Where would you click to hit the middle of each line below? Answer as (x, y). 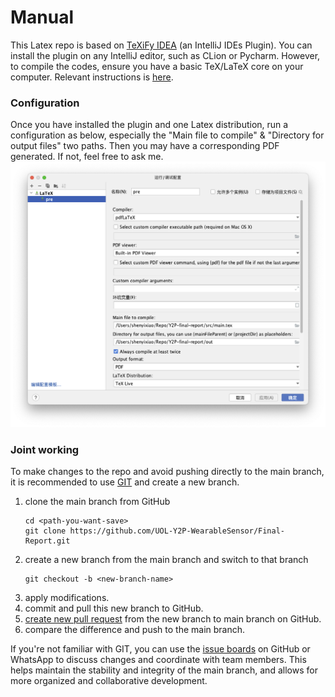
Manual (42, 17)
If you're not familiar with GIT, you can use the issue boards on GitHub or (160, 649)
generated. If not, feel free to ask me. (87, 157)
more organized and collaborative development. (109, 681)
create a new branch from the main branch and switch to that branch (166, 560)
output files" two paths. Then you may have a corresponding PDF (145, 146)
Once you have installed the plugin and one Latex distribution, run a (149, 125)
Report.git (47, 541)
